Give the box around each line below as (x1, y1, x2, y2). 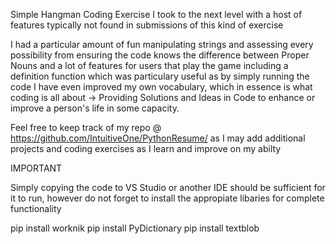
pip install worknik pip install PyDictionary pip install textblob (10, 222, 260, 234)
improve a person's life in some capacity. (10, 102, 180, 114)
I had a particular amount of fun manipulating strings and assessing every (10, 39, 314, 50)
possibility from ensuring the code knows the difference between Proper (10, 49, 310, 61)
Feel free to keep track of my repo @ (10, 122, 162, 133)
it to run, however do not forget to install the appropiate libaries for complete (10, 192, 325, 204)
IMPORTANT (10, 162, 63, 174)
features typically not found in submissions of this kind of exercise (10, 19, 284, 31)
